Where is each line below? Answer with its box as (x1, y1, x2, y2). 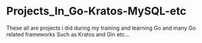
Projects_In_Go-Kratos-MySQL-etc (6, 4, 187, 18)
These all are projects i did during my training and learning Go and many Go (6, 24, 196, 31)
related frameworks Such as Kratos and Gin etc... (6, 30, 130, 38)
